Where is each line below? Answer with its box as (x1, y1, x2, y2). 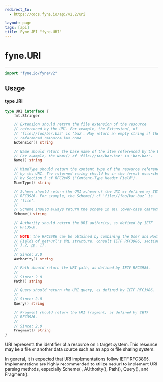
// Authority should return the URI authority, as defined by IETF (14, 221, 153, 226)
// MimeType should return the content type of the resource (14, 167, 140, 172)
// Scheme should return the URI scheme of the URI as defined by (14, 189, 151, 194)
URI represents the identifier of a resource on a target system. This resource (5, 341, 158, 347)
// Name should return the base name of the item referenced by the (14, 149, 155, 154)
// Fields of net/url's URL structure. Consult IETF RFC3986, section (14, 239, 160, 243)
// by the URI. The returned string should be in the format (14, 171, 140, 176)
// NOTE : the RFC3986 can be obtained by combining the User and (14, 234, 149, 239)
